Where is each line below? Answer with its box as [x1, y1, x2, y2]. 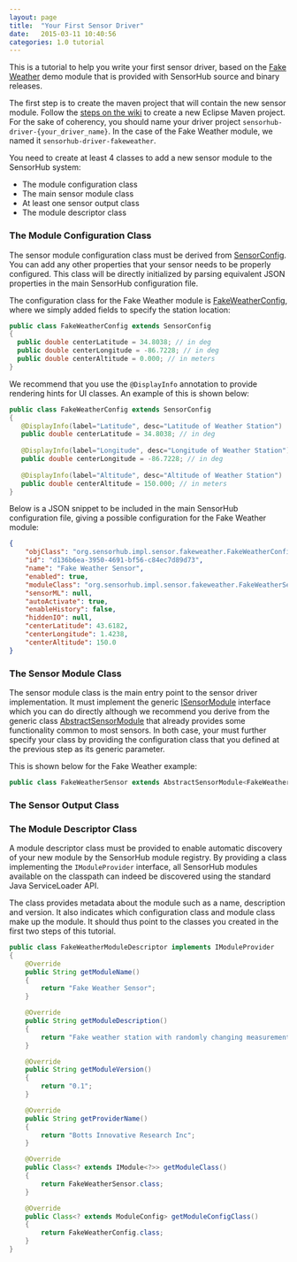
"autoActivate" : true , [25, 596, 109, 606]
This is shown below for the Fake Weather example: [9, 760, 197, 771]
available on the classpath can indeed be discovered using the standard [9, 871, 271, 881]
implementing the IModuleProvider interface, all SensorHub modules [9, 862, 258, 873]
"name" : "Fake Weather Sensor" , [25, 564, 144, 573]
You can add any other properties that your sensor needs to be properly [9, 258, 271, 270]
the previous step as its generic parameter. [9, 743, 165, 754]
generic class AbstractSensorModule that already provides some [9, 715, 246, 726]
